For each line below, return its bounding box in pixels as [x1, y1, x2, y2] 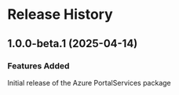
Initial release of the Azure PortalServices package [7, 78, 171, 87]
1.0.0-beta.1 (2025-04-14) [7, 37, 138, 50]
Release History [7, 5, 113, 24]
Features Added [7, 60, 70, 71]
